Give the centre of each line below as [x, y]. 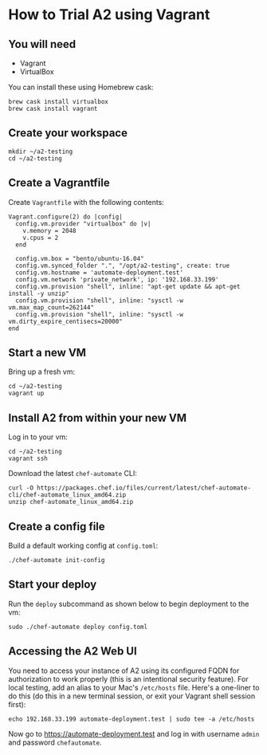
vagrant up [26, 393]
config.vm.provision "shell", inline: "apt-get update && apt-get [128, 286]
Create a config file [57, 527]
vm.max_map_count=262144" [51, 307]
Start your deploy [53, 585]
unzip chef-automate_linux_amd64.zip [71, 502]
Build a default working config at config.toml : [83, 546]
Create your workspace [68, 133]
